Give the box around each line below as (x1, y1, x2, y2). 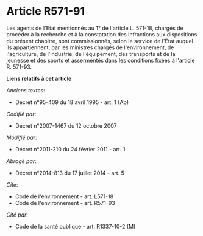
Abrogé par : (6, 157, 37, 165)
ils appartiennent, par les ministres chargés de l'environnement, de (6, 44, 174, 51)
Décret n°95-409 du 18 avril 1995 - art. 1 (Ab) (15, 99, 129, 106)
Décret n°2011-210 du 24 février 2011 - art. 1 (15, 145, 126, 153)
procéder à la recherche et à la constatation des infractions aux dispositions (6, 30, 198, 38)
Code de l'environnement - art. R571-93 (15, 199, 115, 206)
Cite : (6, 181, 18, 188)
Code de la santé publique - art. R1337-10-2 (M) (15, 223, 136, 230)
